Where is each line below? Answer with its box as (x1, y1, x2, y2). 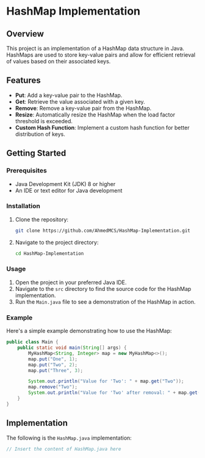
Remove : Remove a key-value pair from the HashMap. (15, 104, 152, 112)
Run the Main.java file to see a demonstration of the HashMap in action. (15, 298, 196, 306)
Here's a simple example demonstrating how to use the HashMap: (6, 327, 172, 335)
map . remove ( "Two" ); (28, 384, 78, 390)
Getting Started (6, 148, 67, 159)
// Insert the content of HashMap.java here (6, 446, 121, 452)
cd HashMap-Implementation (15, 250, 84, 257)
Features (6, 75, 41, 86)
